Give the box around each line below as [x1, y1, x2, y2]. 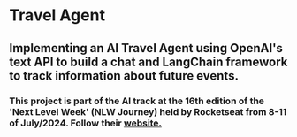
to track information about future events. [9, 68, 239, 83]
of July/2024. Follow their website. [9, 117, 162, 129]
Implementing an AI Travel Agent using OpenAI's [9, 41, 283, 56]
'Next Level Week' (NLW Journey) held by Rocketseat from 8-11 [9, 105, 287, 118]
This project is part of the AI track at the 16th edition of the [9, 95, 265, 107]
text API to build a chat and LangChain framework [9, 54, 288, 69]
